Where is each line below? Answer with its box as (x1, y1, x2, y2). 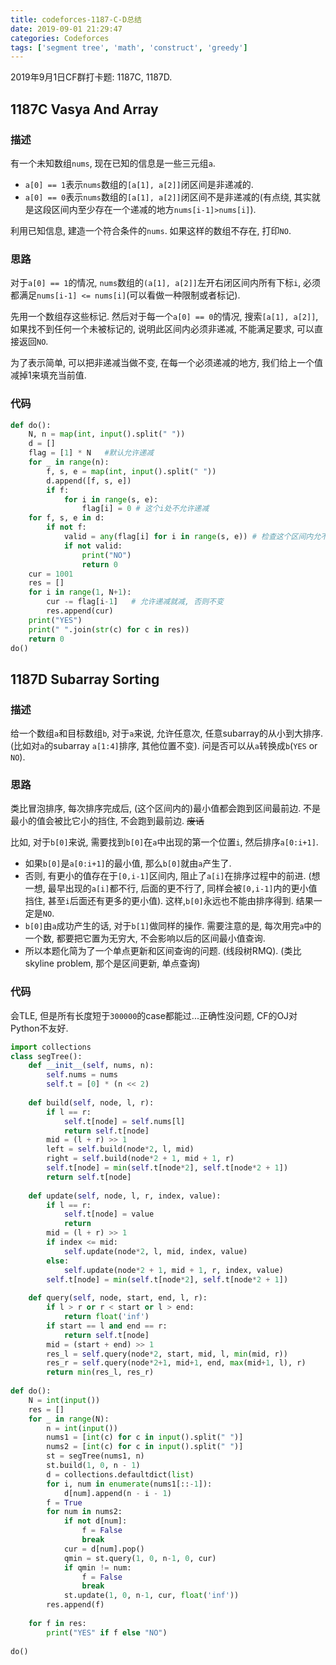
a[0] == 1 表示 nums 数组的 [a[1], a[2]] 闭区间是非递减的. (24, 178, 254, 190)
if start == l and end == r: (46, 1321, 168, 1331)
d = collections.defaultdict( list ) (46, 1469, 195, 1480)
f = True (46, 1497, 83, 1508)
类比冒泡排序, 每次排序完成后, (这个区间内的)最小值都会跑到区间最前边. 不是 (10, 802, 322, 815)
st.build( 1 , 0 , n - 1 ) (46, 1461, 141, 1471)
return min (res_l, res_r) (46, 1367, 155, 1378)
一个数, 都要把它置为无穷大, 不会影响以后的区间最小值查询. (24, 932, 266, 945)
